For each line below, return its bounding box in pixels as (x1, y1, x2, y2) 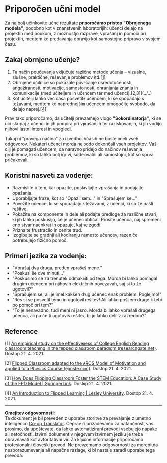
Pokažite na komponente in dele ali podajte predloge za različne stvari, (12, 211, 158, 217)
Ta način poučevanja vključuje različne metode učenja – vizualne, (12, 69, 147, 75)
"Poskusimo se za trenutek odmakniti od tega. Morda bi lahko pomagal (12, 275, 158, 282)
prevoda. (5, 452, 23, 459)
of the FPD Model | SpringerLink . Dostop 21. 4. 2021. (5, 381, 113, 387)
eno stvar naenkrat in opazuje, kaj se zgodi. (12, 222, 102, 228)
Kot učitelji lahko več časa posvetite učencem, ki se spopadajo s (12, 95, 144, 101)
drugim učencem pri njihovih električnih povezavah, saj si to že (12, 281, 142, 287)
